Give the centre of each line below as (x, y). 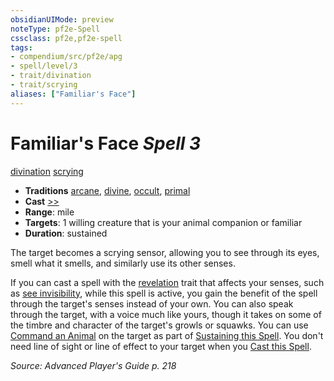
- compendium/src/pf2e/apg (66, 57)
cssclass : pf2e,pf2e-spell (66, 38)
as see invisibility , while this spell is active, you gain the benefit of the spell (164, 293)
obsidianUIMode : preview (62, 19)
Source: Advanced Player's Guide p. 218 (93, 365)
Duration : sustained (66, 233)
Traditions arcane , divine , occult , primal (107, 190)
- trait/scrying (44, 85)
